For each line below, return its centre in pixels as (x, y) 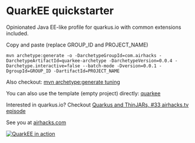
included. (17, 33)
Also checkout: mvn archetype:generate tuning (63, 82)
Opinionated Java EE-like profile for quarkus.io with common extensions (94, 27)
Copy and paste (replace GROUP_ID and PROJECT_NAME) (77, 45)
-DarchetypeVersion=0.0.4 (141, 61)
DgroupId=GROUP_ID (29, 71)
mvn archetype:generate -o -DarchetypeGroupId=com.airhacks (82, 55)
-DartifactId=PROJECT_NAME (86, 71)
